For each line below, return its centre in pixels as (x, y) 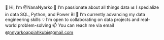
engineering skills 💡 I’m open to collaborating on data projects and (72, 20)
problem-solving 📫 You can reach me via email (66, 25)
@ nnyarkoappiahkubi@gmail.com (39, 32)
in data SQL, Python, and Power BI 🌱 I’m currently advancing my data (75, 14)
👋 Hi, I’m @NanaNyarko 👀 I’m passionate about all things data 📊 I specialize (82, 7)
